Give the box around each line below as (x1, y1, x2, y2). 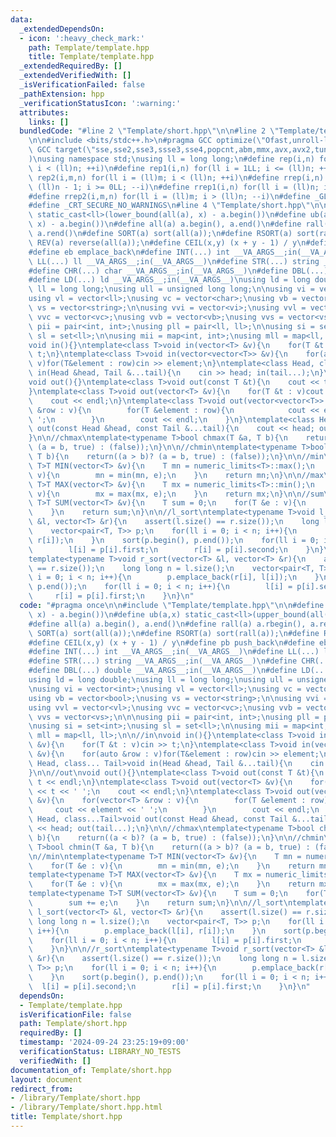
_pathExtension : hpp (19, 89, 105, 99)
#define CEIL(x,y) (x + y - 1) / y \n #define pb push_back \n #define (28, 637, 315, 648)
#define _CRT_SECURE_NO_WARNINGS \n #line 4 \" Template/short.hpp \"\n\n (28, 201, 329, 211)
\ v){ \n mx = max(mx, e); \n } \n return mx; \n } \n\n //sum (28, 489, 325, 499)
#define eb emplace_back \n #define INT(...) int (28, 247, 230, 257)
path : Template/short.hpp (19, 1019, 128, 1029)
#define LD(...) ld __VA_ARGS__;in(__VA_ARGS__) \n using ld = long (28, 275, 311, 285)
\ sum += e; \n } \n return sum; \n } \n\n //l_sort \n (28, 898, 293, 908)
